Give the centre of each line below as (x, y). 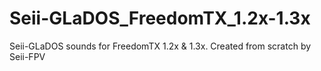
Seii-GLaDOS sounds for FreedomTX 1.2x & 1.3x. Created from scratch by (160, 46)
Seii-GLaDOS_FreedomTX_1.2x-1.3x (160, 18)
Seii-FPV (27, 56)
